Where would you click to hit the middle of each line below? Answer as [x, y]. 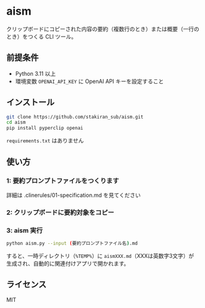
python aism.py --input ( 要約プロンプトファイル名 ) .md [72, 244]
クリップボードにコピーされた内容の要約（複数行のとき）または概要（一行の [103, 29]
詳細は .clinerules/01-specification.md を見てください [73, 195]
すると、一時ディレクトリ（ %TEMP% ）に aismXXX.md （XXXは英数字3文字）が [100, 255]
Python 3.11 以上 [35, 73]
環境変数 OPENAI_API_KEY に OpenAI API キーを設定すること [89, 81]
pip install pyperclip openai [45, 128]
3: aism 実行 [24, 230]
